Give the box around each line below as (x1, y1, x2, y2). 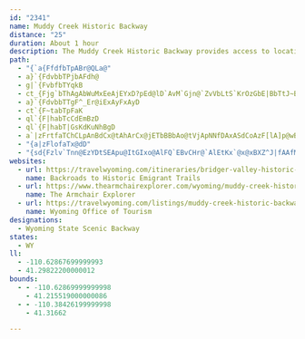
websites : (9, 156, 47, 166)
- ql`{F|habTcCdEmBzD (17, 114, 100, 123)
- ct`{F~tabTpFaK (17, 106, 84, 115)
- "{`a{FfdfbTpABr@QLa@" (17, 64, 112, 73)
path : (9, 55, 30, 64)
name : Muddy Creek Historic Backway (9, 22, 148, 31)
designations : (9, 215, 64, 225)
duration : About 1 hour (9, 38, 100, 48)
